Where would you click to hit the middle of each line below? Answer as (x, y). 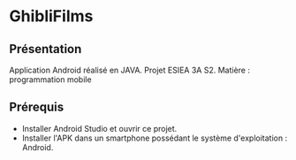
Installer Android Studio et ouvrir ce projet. (99, 128)
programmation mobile (50, 80)
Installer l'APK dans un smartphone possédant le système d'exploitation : (155, 138)
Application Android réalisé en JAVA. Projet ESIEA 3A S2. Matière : (129, 70)
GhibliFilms (51, 16)
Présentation (46, 49)
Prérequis (37, 107)
